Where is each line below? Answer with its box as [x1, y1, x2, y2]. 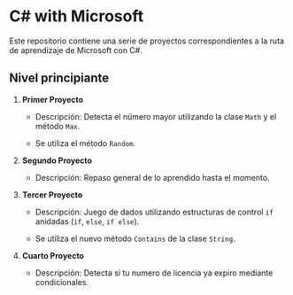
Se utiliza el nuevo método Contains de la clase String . [35, 233, 236, 244]
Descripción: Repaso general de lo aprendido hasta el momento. [35, 172, 270, 182]
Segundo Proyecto [21, 155, 93, 166]
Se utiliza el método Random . [35, 137, 135, 148]
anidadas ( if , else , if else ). [35, 215, 140, 227]
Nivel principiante [9, 71, 109, 86]
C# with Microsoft [9, 6, 144, 27]
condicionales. [35, 276, 89, 287]
